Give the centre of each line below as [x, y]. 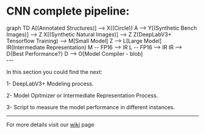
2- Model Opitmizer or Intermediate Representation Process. [82, 95]
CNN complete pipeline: [68, 11]
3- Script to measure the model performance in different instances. [91, 107]
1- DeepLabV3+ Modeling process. [50, 84]
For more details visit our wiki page [50, 124]
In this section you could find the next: [54, 72]
